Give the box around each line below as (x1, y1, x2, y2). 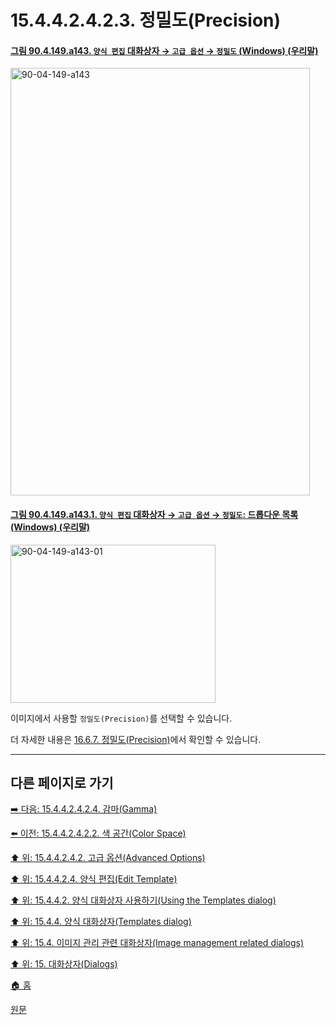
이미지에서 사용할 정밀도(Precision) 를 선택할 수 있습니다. (10, 712, 233, 724)
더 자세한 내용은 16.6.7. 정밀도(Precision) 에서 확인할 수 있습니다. (10, 733, 262, 745)
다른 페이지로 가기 (10, 774, 114, 791)
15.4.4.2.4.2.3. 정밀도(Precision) (10, 9, 282, 32)
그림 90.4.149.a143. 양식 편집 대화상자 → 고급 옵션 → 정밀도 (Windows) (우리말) (10, 44, 319, 56)
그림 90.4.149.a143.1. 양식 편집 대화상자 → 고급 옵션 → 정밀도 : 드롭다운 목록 (10, 508, 299, 520)
